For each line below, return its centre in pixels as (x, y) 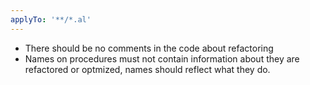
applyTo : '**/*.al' (51, 19)
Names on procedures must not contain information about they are (162, 58)
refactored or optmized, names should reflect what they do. (147, 69)
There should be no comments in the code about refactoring (149, 48)
